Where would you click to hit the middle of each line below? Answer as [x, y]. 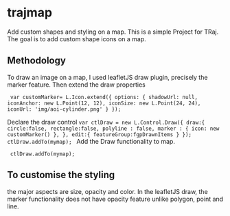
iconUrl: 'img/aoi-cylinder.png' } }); [64, 109]
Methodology [37, 61]
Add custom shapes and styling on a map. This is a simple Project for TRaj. [113, 32]
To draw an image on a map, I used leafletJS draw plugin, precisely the [107, 77]
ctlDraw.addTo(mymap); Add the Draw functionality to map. [91, 141]
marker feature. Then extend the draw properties [76, 85]
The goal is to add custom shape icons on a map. [77, 39]
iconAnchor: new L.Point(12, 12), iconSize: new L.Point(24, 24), [104, 103]
